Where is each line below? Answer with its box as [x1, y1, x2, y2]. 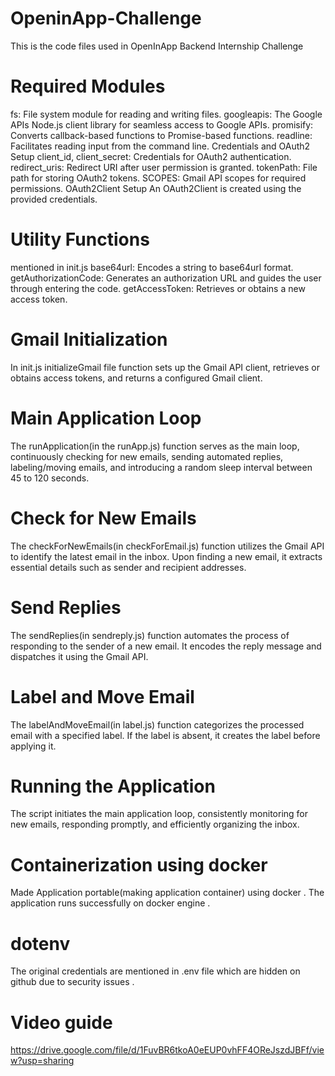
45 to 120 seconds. [10, 472, 90, 484]
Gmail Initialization [10, 328, 168, 351]
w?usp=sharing [10, 1055, 75, 1067]
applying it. [10, 740, 57, 752]
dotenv [10, 932, 71, 955]
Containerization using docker [10, 853, 268, 876]
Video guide [10, 1011, 113, 1034]
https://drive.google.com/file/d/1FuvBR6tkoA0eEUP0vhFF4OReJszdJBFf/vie [10, 1044, 325, 1056]
